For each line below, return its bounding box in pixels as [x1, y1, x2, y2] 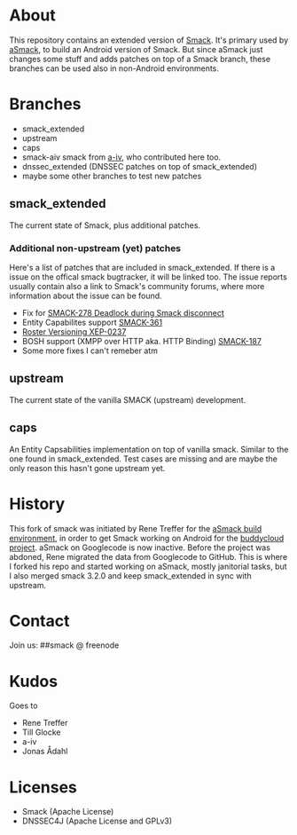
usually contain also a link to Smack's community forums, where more [9, 280, 265, 291]
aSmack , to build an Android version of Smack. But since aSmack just [9, 43, 263, 54]
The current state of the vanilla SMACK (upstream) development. [9, 394, 246, 405]
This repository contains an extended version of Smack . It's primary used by [9, 35, 289, 45]
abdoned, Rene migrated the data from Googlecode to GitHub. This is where [9, 551, 288, 562]
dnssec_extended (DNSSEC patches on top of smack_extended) [21, 161, 258, 171]
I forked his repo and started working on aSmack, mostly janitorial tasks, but [9, 561, 287, 571]
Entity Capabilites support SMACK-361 [21, 317, 162, 327]
